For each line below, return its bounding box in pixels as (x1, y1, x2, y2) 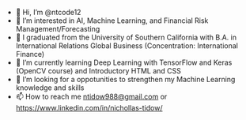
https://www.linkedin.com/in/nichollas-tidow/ (15, 103, 163, 112)
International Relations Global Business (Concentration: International (15, 41, 239, 51)
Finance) (15, 50, 45, 58)
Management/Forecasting (15, 24, 100, 33)
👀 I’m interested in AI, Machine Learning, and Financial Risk (15, 16, 209, 25)
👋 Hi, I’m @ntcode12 (15, 8, 81, 17)
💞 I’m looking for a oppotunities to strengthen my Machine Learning (15, 75, 236, 84)
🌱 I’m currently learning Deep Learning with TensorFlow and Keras (15, 58, 233, 67)
